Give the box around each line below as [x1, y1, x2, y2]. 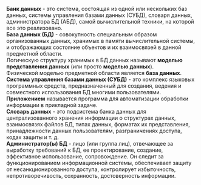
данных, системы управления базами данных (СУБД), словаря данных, [6, 11, 192, 19]
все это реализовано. [6, 24, 63, 31]
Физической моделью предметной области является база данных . [6, 70, 182, 76]
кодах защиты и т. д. [6, 134, 60, 141]
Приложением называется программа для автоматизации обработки [6, 95, 189, 102]
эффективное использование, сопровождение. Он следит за [6, 153, 164, 160]
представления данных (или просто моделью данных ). [6, 63, 154, 70]
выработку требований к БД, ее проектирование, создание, [6, 146, 163, 154]
